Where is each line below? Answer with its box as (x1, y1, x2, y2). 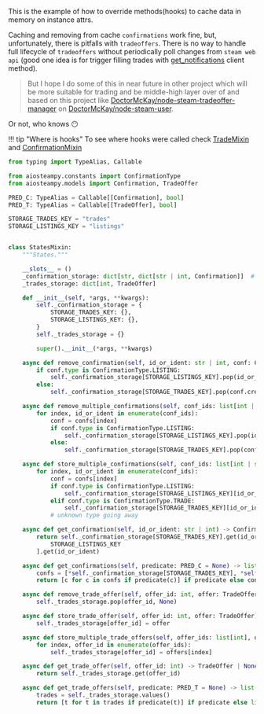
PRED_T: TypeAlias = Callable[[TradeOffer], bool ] (8, 201, 178, 209)
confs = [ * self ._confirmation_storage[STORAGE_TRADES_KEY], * (36, 569, 244, 577)
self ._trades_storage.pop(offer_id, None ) (36, 598, 178, 606)
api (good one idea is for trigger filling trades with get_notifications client (8, 55, 245, 64)
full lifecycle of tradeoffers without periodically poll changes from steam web (8, 47, 256, 56)
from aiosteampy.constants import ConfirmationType (8, 172, 181, 180)
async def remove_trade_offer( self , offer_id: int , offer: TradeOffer (22, 591, 258, 598)
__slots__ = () (22, 265, 72, 273)
